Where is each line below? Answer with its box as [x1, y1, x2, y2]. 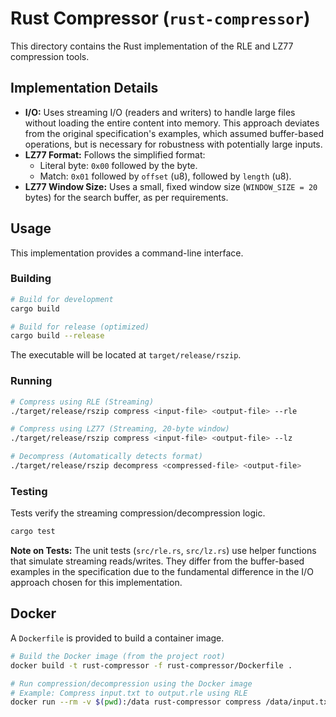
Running [10, 374, 53, 388]
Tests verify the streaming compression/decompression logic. [10, 507, 266, 519]
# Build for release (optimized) [10, 322, 150, 332]
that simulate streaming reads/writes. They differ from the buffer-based [10, 555, 305, 567]
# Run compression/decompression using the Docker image [10, 678, 253, 689]
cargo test [10, 527, 56, 537]
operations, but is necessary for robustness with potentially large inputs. [24, 138, 323, 150]
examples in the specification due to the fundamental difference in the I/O [10, 566, 314, 578]
